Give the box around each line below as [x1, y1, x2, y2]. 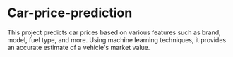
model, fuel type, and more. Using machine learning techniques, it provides [7, 35, 227, 44]
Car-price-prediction [7, 5, 133, 21]
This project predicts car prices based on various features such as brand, [7, 28, 221, 37]
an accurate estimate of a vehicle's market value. [7, 43, 150, 51]
